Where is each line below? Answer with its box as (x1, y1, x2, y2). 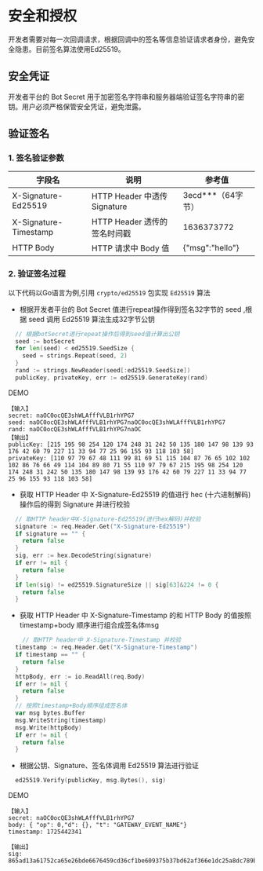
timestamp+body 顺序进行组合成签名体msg (19, 620, 159, 630)
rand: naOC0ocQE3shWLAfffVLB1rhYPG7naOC (8, 425, 142, 433)
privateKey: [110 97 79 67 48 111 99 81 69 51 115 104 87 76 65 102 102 (8, 454, 250, 462)
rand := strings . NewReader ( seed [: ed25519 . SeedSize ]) (15, 367, 191, 375)
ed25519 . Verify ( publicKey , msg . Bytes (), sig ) (15, 777, 167, 785)
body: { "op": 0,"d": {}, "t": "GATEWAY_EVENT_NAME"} (8, 822, 188, 829)
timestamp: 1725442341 (8, 828, 82, 836)
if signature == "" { (15, 529, 86, 538)
